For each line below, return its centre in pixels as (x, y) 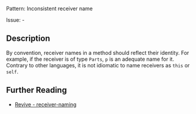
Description (28, 39)
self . (12, 71)
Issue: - (15, 20)
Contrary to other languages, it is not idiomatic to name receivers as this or (98, 65)
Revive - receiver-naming (45, 104)
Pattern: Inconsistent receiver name (50, 9)
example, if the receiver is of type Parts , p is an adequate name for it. (90, 59)
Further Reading (37, 90)
